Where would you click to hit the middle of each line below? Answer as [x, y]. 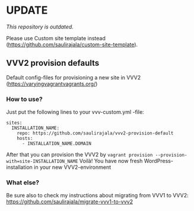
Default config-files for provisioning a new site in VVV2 [74, 77]
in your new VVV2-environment [72, 167]
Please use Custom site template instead [56, 38]
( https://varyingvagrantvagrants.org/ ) [52, 84]
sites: [14, 123]
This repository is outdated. [40, 27]
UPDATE [27, 10]
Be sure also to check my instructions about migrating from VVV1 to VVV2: [97, 196]
